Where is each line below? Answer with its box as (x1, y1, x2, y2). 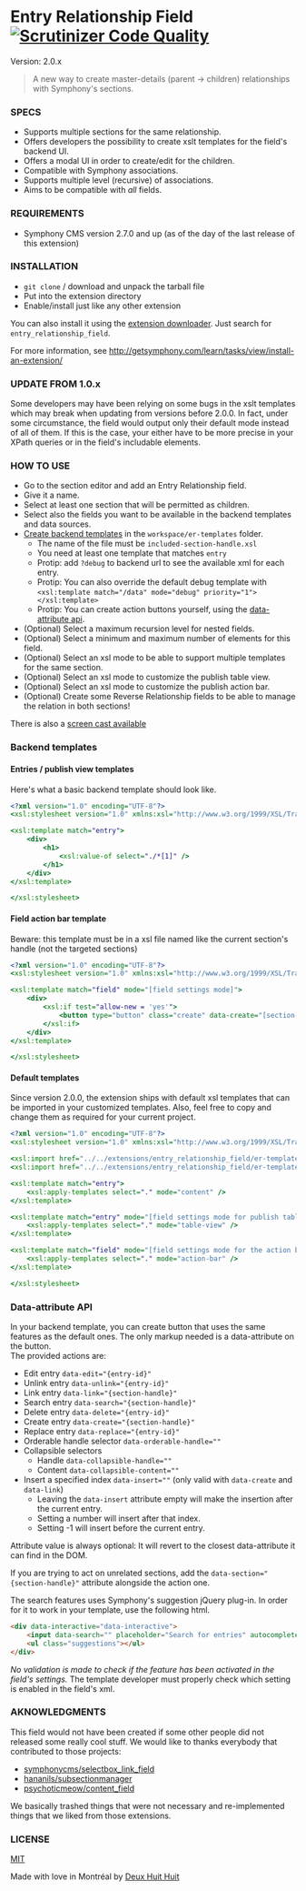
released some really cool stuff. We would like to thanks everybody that (10, 1735, 278, 1747)
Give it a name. (23, 489, 80, 501)
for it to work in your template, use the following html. (10, 1604, 211, 1615)
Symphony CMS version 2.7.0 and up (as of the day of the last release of (23, 227, 295, 238)
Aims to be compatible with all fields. (23, 185, 163, 196)
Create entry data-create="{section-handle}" (23, 1416, 195, 1427)
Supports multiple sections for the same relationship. (23, 126, 222, 137)
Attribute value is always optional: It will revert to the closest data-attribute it (10, 1540, 296, 1551)
